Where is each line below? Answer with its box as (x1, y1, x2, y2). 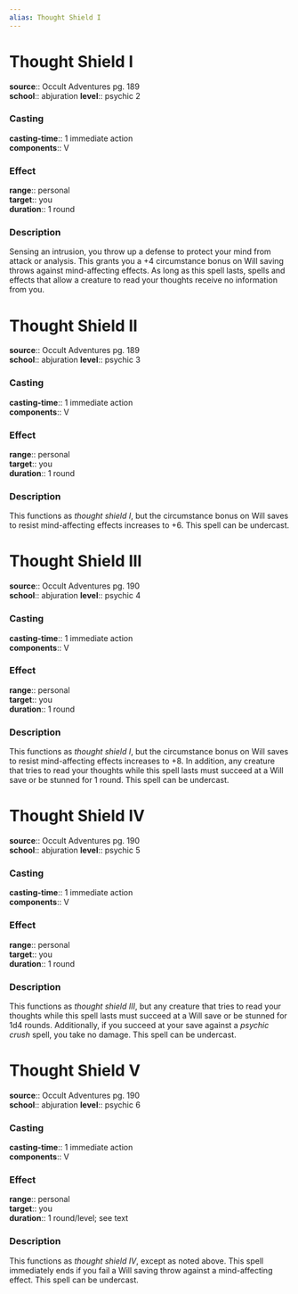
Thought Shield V (9, 1060, 141, 1081)
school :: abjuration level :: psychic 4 (9, 590, 141, 601)
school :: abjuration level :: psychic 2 (9, 90, 141, 101)
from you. (9, 284, 45, 295)
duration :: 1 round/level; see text (9, 1213, 129, 1224)
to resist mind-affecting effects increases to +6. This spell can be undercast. (9, 520, 290, 531)
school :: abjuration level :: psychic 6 (9, 1099, 141, 1110)
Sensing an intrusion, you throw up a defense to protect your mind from (9, 246, 271, 257)
